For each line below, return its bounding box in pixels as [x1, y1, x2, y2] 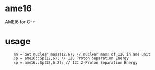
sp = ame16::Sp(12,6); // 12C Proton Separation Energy [14, 56, 129, 61]
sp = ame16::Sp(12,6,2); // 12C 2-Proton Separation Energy [14, 60, 138, 65]
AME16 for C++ [5, 19, 36, 25]
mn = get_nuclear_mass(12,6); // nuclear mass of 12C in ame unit [14, 52, 151, 56]
